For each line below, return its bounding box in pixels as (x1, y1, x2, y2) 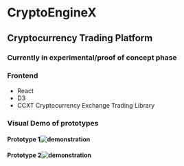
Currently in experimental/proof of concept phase (7, 53, 177, 62)
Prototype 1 (7, 135, 41, 143)
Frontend (7, 71, 38, 80)
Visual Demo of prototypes (7, 118, 99, 128)
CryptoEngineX (7, 5, 97, 21)
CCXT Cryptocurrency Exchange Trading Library (16, 101, 155, 109)
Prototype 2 (7, 151, 42, 159)
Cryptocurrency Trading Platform (7, 32, 153, 44)
